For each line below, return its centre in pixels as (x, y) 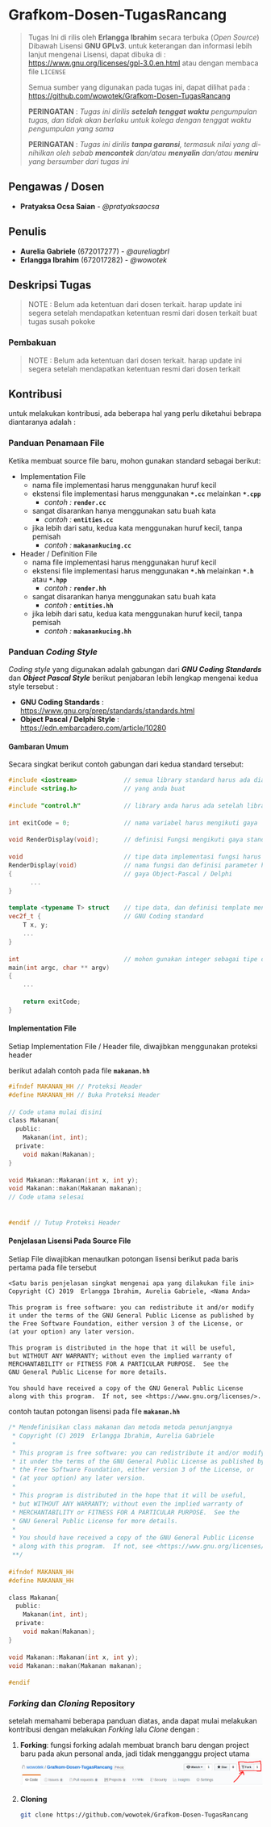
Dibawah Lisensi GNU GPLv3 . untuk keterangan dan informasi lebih (140, 45)
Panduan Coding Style (53, 652)
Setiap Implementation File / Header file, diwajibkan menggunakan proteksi (133, 1046)
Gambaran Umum (38, 746)
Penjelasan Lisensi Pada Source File (70, 1241)
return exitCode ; (52, 1002)
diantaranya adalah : (42, 422)
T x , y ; (35, 925)
